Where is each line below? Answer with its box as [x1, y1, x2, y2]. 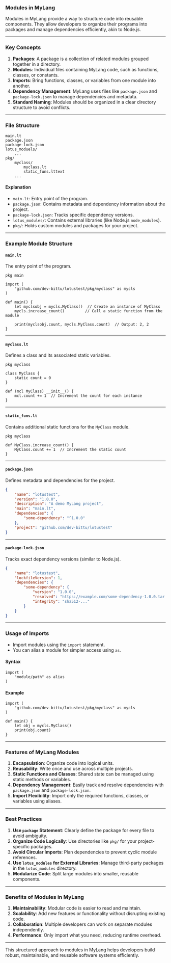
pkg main [5, 273, 24, 278]
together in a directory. [12, 61, 61, 67]
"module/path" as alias [14, 674, 65, 679]
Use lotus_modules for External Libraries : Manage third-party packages [12, 860, 164, 866]
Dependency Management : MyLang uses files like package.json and [12, 88, 157, 94]
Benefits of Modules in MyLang [5, 893, 84, 900]
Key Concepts [5, 44, 41, 51]
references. [12, 854, 37, 860]
